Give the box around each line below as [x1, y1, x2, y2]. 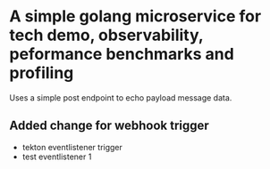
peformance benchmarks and [9, 44, 234, 64]
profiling [9, 63, 74, 84]
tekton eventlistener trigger [21, 141, 123, 152]
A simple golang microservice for [9, 6, 262, 27]
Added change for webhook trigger [9, 118, 210, 133]
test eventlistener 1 [21, 151, 92, 162]
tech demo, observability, [9, 25, 204, 45]
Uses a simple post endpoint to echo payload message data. [9, 92, 232, 103]
